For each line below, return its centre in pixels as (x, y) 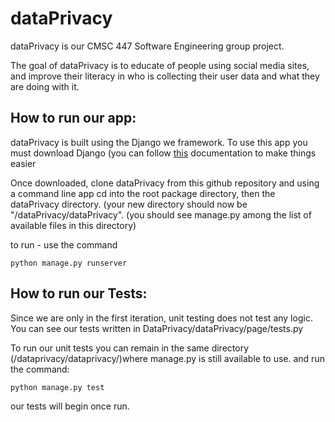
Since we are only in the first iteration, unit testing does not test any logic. (161, 318)
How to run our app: (73, 118)
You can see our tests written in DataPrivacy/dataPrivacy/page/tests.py (157, 328)
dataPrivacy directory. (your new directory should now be (129, 204)
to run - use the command (64, 244)
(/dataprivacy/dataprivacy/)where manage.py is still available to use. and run (167, 358)
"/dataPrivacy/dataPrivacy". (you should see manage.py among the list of (161, 214)
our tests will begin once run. (70, 406)
